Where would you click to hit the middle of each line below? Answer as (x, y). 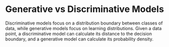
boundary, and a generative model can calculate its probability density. (79, 39)
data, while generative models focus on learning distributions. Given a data (83, 28)
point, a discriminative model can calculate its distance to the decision (79, 33)
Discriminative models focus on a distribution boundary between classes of (84, 23)
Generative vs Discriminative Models (84, 9)
